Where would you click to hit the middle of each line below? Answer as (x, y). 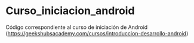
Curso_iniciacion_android (70, 11)
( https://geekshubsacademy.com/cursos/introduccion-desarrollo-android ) (97, 33)
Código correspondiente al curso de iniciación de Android (77, 27)
